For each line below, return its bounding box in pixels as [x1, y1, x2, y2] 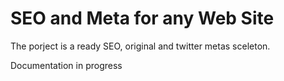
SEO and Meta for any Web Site [10, 7, 275, 30]
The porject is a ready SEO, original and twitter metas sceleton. [10, 40, 271, 52]
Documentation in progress [10, 59, 123, 71]
